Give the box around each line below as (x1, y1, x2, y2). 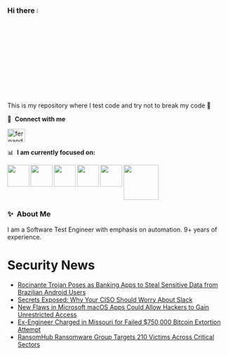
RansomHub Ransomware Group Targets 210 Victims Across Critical (17, 333, 215, 341)
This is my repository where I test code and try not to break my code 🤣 (7, 101, 211, 109)
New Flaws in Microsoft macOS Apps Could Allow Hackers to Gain (17, 302, 209, 311)
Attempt (17, 325, 41, 333)
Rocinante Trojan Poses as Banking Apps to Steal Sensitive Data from (17, 280, 218, 289)
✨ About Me (7, 209, 51, 219)
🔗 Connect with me (7, 114, 66, 123)
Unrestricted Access (17, 310, 77, 319)
